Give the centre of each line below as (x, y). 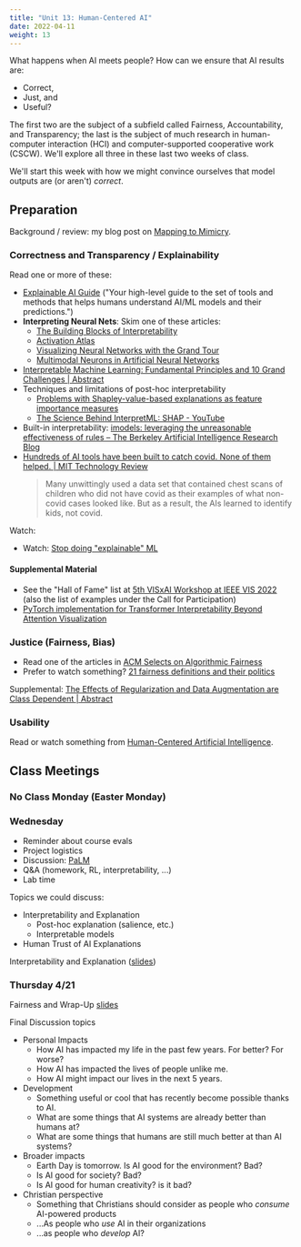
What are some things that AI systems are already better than (151, 1117)
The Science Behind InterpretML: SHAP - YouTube (130, 418)
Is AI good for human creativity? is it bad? (114, 1185)
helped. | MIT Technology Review (85, 467)
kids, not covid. (74, 513)
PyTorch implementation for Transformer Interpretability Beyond (142, 608)
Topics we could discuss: (57, 897)
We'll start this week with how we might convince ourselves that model (142, 171)
